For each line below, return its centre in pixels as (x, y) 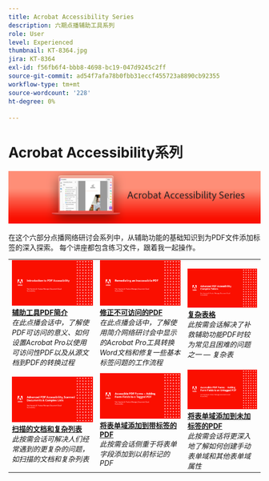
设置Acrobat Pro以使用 (49, 343)
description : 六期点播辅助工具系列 (61, 25)
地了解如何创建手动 (219, 446)
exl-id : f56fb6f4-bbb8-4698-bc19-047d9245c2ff (87, 68)
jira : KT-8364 (32, 59)
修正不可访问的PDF (131, 313)
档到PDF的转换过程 (43, 363)
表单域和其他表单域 (219, 455)
